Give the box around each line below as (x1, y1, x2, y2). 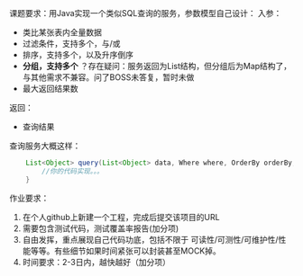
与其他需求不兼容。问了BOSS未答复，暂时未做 (22, 72, 195, 83)
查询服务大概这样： (9, 140, 81, 151)
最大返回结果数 (22, 84, 78, 93)
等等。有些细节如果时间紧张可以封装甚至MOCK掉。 (30, 245, 221, 256)
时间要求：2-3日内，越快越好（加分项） (22, 256, 171, 267)
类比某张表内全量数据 (22, 27, 102, 38)
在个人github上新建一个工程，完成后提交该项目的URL (22, 211, 220, 222)
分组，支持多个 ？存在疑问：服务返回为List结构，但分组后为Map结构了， (22, 61, 292, 71)
